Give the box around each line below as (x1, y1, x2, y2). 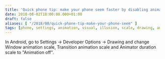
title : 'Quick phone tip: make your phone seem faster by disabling (5, 7, 148, 12)
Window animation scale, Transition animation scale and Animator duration (5, 44, 156, 50)
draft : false (5, 16, 32, 21)
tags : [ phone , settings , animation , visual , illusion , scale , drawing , (5, 26, 155, 30)
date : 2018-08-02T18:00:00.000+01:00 (5, 12, 82, 17)
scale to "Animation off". (5, 50, 54, 56)
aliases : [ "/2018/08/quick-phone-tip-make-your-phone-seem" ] (5, 21, 137, 26)
